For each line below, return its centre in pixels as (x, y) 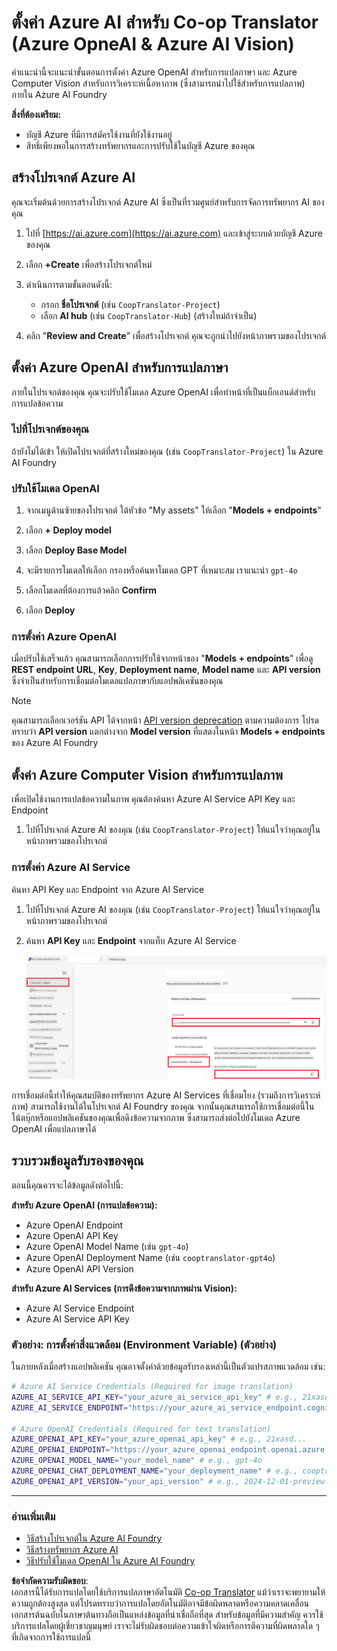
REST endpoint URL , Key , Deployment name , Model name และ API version (166, 670)
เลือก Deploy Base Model (76, 550)
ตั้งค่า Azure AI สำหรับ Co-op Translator (165, 22)
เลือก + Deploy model (68, 530)
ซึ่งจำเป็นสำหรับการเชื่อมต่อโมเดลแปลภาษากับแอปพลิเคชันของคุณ (117, 681)
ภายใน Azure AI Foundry (59, 94)
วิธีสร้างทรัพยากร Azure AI (72, 1550)
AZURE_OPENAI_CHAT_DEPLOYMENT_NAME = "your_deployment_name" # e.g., (155, 1471)
